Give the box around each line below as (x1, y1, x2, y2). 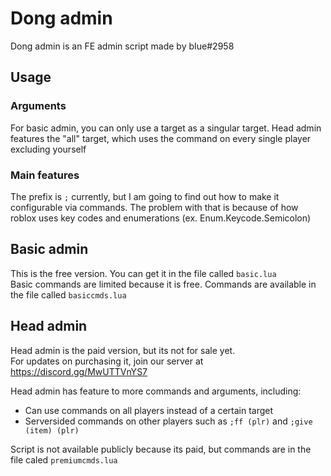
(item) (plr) (24, 425, 80, 436)
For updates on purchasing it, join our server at (10, 355, 204, 367)
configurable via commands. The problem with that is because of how (10, 201, 299, 213)
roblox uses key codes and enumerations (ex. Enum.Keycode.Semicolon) (10, 212, 312, 224)
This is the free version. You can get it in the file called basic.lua (10, 267, 277, 279)
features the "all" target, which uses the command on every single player (10, 132, 312, 144)
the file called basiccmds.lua (10, 288, 127, 301)
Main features (10, 168, 80, 182)
